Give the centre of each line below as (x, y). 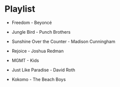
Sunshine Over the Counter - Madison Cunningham (63, 41)
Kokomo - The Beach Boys (39, 79)
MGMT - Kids (25, 60)
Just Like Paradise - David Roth (43, 70)
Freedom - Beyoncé (32, 22)
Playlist (20, 9)
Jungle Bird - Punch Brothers (41, 32)
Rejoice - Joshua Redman (38, 51)
